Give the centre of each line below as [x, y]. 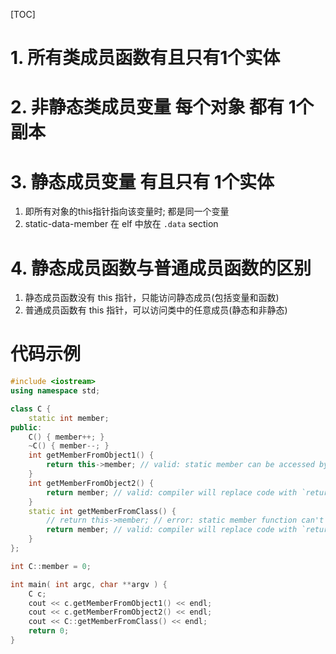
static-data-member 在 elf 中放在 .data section [121, 224]
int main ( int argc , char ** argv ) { [89, 584]
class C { [31, 409]
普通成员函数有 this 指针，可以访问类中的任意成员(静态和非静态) [156, 310]
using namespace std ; [55, 391]
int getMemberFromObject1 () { [91, 455]
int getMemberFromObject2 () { [91, 483]
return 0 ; [49, 631]
